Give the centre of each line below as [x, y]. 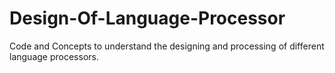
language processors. [54, 56]
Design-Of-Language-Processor [147, 18]
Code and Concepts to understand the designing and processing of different [167, 46]
